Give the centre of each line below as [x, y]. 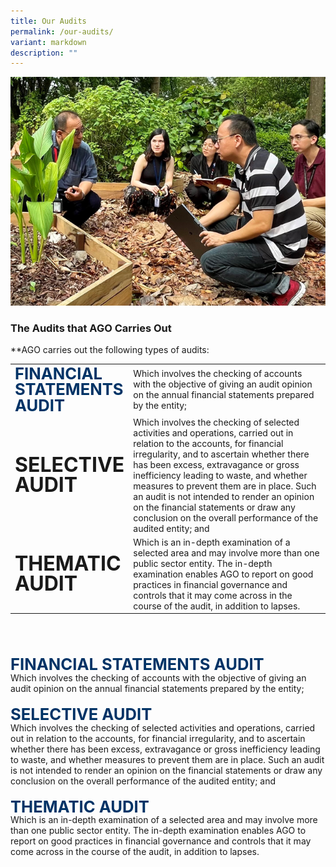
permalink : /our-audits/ [62, 31]
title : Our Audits [48, 21]
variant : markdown [48, 42]
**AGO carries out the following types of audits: [110, 349]
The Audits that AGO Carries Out [91, 328]
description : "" [44, 53]
